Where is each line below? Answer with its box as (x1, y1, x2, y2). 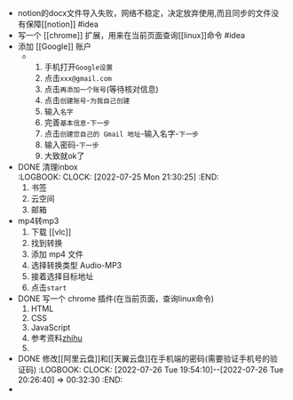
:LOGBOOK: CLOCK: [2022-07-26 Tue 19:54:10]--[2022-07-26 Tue (38, 364, 284, 375)
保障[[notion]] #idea (25, 19, 99, 29)
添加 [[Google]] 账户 (17, 41, 91, 52)
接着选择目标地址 (30, 271, 94, 282)
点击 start (30, 283, 67, 292)
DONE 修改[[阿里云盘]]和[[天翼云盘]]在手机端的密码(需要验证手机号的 (17, 354, 271, 364)
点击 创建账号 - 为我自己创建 (44, 95, 131, 105)
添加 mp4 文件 (30, 249, 84, 260)
